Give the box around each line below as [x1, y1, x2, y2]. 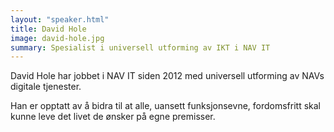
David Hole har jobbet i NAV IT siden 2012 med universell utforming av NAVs [10, 70, 325, 82]
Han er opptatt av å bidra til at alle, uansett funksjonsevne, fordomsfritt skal [10, 100, 322, 112]
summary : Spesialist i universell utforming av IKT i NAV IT [10, 42, 271, 53]
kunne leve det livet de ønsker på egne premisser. [10, 111, 216, 123]
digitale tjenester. [10, 81, 82, 93]
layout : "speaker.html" [10, 14, 110, 25]
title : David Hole [10, 24, 87, 34]
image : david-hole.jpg [10, 33, 105, 43]
